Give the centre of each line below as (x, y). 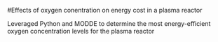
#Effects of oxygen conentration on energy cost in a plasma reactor (105, 10)
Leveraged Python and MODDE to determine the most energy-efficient (109, 23)
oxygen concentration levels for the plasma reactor (81, 31)
